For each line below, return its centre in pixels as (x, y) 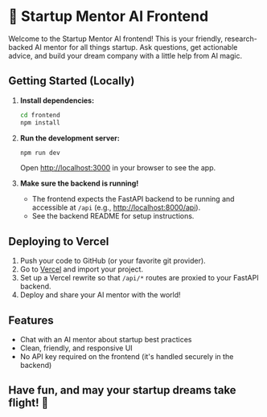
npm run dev (40, 153)
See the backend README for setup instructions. (113, 216)
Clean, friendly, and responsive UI (76, 348)
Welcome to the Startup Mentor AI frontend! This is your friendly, (116, 39)
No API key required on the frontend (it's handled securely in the (127, 356)
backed (21, 47)
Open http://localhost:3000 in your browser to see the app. (117, 168)
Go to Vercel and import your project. (81, 269)
